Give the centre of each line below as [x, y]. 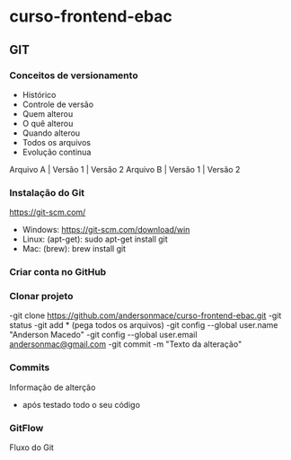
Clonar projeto [41, 296]
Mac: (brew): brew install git [74, 249]
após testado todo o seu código [81, 404]
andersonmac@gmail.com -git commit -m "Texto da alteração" [126, 344]
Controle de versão [58, 104]
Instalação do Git [47, 192]
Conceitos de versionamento [74, 75]
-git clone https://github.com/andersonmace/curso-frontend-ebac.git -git [145, 315]
